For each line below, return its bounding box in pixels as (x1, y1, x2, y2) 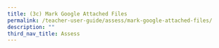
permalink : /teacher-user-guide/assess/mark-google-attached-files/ (7, 17, 213, 24)
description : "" (7, 23, 55, 30)
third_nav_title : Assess (7, 30, 80, 37)
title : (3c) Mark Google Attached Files (7, 10, 128, 18)
